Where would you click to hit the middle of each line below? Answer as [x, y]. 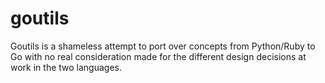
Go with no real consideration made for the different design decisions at [158, 56]
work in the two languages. [66, 67]
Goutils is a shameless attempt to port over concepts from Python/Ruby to [163, 46]
